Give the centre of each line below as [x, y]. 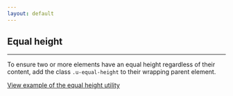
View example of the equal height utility [63, 85]
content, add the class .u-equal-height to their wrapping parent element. [112, 72]
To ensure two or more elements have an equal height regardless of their [111, 65]
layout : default [31, 13]
